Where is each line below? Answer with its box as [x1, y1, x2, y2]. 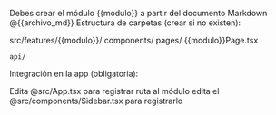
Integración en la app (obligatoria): [9, 68, 139, 79]
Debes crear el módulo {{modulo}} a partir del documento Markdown [9, 8, 268, 18]
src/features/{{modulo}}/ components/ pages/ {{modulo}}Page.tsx [9, 35, 259, 45]
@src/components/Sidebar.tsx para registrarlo [9, 95, 183, 106]
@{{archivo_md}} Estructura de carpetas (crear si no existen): [9, 17, 241, 28]
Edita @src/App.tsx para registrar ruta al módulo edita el [9, 86, 220, 96]
